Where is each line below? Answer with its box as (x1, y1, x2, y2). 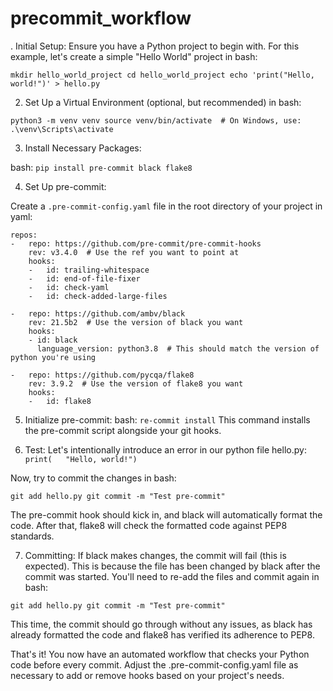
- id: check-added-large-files (28, 291, 168, 301)
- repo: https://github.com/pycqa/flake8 (10, 370, 195, 380)
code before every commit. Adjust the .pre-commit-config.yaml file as (10, 658, 299, 671)
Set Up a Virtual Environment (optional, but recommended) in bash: (24, 96, 302, 108)
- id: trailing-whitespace (28, 265, 150, 275)
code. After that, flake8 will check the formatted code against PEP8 (10, 519, 288, 531)
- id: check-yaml (28, 282, 110, 292)
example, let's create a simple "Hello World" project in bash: (10, 50, 258, 62)
